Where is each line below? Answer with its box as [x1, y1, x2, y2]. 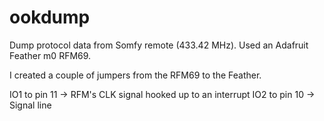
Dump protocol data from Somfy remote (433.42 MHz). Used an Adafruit [9, 39, 309, 51]
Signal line [9, 99, 52, 111]
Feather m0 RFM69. [9, 49, 92, 61]
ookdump [9, 6, 91, 29]
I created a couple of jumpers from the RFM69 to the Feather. [9, 69, 262, 81]
